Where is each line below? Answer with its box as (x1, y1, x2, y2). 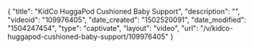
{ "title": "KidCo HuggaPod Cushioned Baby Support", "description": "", (7, 7, 241, 16)
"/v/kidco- (200, 24, 233, 32)
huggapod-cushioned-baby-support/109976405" (7, 32, 169, 41)
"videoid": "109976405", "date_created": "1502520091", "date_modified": (7, 15, 247, 24)
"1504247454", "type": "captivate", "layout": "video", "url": (7, 24, 199, 32)
